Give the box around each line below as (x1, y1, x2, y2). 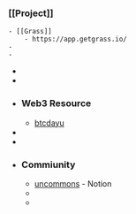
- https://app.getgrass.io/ (24, 34, 127, 44)
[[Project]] (8, 7, 54, 19)
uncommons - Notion (34, 178, 112, 188)
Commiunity (20, 158, 76, 171)
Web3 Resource (20, 97, 92, 110)
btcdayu (34, 118, 64, 128)
